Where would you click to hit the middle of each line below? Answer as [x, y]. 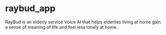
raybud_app [30, 9]
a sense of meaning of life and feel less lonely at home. [61, 27]
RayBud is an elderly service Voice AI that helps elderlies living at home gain [83, 22]
